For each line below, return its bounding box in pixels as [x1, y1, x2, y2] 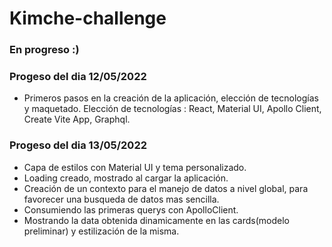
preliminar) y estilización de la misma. [23, 225, 180, 237]
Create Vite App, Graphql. [23, 113, 131, 126]
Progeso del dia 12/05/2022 [9, 70, 147, 84]
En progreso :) [9, 43, 80, 57]
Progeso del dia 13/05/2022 [9, 138, 147, 152]
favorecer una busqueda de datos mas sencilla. [23, 193, 220, 205]
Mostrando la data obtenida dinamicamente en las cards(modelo [23, 214, 291, 226]
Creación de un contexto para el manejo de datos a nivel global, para [23, 182, 309, 194]
